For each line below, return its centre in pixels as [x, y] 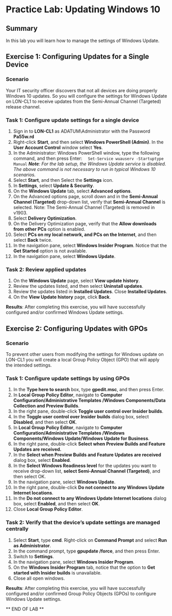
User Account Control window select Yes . [58, 147]
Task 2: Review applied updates [46, 269]
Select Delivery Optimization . [45, 218]
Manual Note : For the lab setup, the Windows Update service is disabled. [90, 164]
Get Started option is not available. [50, 251]
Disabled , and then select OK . [45, 422]
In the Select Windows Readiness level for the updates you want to [85, 466]
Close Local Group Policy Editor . [48, 509]
